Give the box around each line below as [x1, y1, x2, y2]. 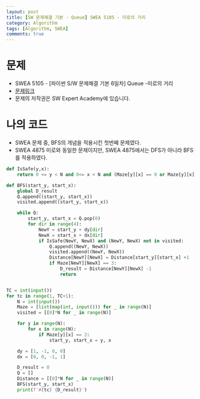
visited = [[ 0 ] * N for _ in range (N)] [17, 310, 112, 316]
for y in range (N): [17, 320, 66, 327]
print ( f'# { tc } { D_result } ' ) [17, 386, 87, 393]
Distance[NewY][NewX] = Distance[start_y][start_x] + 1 [49, 254, 189, 261]
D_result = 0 [17, 364, 50, 371]
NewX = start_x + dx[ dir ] [38, 232, 103, 238]
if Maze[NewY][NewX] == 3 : [49, 260, 117, 266]
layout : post [6, 8, 39, 15]
